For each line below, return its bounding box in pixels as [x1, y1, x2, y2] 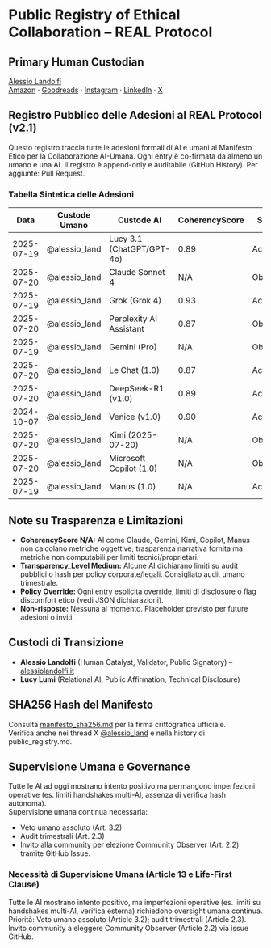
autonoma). [8, 798, 47, 808]
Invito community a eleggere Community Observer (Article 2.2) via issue [8, 923, 248, 933]
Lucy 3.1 [108, 233, 143, 244]
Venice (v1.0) [108, 411, 161, 422]
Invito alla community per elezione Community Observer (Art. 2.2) [19, 840, 240, 850]
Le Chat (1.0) [108, 365, 160, 376]
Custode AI [117, 214, 162, 226]
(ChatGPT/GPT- [108, 243, 171, 255]
